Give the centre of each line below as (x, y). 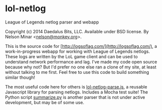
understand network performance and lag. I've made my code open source (81, 62)
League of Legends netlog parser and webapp (52, 22)
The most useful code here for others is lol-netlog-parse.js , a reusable (76, 87)
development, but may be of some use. (45, 102)
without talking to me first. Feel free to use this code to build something (77, 72)
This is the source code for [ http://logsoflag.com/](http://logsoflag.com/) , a (81, 46)
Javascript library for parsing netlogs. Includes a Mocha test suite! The (77, 92)
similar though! (20, 77)
